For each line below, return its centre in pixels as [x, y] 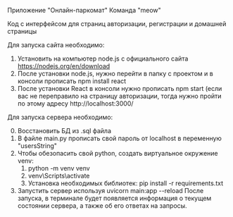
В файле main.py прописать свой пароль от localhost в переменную [119, 138]
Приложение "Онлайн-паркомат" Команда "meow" [84, 10]
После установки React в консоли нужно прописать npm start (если [120, 88]
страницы [22, 31]
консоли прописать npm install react [72, 81]
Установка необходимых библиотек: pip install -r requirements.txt [126, 183]
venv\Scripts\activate [59, 176]
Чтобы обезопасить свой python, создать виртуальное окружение [118, 153]
